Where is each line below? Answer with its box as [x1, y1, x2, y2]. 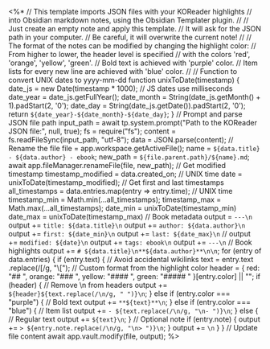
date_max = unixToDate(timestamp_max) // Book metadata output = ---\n [8, 212, 253, 221]
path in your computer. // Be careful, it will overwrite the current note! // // [8, 32, 252, 42]
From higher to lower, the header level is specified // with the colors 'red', [8, 50, 251, 59]
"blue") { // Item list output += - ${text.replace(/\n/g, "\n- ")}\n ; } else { [8, 306, 259, 315]
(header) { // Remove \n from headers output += [8, 281, 168, 289]
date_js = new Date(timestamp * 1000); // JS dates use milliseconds [8, 84, 233, 93]
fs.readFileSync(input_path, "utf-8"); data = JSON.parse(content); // [8, 135, 234, 144]
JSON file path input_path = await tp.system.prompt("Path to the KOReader [8, 118, 257, 127]
